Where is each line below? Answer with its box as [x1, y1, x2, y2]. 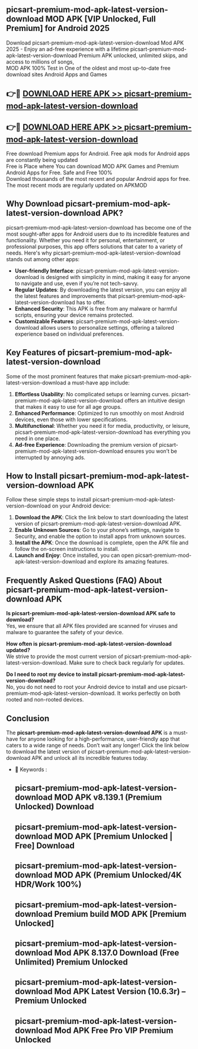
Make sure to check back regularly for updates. [69, 659, 185, 666]
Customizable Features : [14, 318, 75, 325]
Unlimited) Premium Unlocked [14, 957, 129, 967]
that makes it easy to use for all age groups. [14, 403, 122, 410]
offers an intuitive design [124, 397, 186, 404]
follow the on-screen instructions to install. [14, 546, 120, 553]
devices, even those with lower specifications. [14, 416, 128, 423]
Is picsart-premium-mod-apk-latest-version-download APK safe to [6, 610, 176, 617]
